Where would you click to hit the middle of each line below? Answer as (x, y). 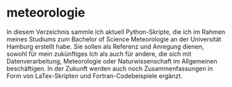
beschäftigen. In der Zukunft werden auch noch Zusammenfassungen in (110, 68)
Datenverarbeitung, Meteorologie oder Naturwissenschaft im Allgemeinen (112, 61)
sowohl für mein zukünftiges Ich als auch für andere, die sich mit (99, 54)
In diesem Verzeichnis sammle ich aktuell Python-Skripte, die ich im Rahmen (116, 32)
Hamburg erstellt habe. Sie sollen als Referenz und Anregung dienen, (105, 46)
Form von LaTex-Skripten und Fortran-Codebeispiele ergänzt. (95, 76)
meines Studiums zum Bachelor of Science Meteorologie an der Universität (114, 39)
